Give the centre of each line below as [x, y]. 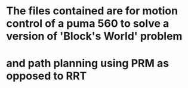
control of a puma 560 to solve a [88, 23]
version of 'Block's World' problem [94, 36]
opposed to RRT [47, 76]
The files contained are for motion [92, 11]
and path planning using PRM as [87, 63]
